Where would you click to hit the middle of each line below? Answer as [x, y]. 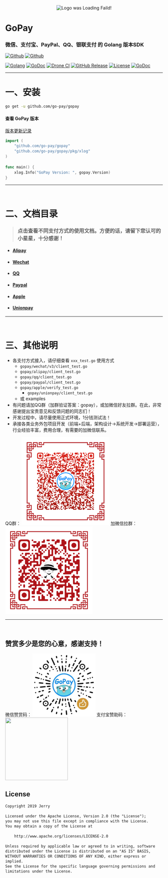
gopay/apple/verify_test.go [49, 388]
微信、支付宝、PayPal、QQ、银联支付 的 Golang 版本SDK [74, 45]
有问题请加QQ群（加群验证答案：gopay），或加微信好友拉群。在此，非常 [87, 405]
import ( [14, 141]
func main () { [20, 167]
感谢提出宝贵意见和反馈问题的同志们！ [52, 411]
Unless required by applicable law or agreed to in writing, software [80, 846]
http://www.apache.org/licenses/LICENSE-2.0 [61, 836]
